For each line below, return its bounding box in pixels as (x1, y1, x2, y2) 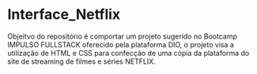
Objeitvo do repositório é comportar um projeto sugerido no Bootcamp (7, 31, 238, 41)
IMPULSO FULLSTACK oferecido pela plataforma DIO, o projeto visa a (7, 39, 235, 49)
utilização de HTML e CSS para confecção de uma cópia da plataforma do (7, 48, 250, 57)
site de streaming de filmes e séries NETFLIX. (7, 57, 156, 66)
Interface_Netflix (7, 6, 121, 24)
